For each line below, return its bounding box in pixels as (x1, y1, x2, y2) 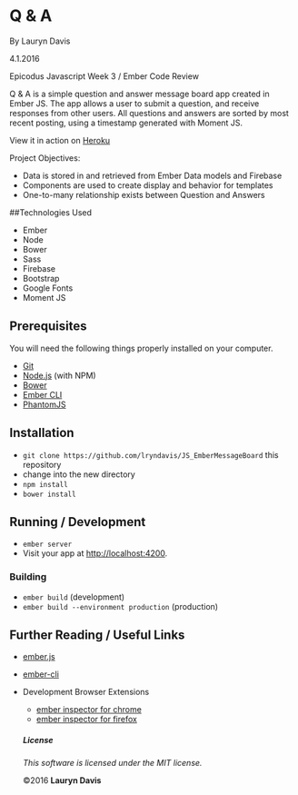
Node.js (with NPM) (22, 370, 97, 381)
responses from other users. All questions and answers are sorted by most (9, 107, 289, 118)
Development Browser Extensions (22, 687, 150, 698)
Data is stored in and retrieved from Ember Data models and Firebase (22, 170, 283, 181)
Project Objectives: (9, 152, 81, 164)
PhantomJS (22, 399, 66, 410)
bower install (22, 490, 76, 499)
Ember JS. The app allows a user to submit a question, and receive (9, 97, 260, 109)
